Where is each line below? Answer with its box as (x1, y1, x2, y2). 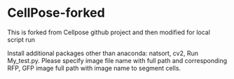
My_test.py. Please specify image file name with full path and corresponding (7, 56, 228, 64)
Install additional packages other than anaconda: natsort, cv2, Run (7, 49, 198, 57)
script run (7, 35, 36, 43)
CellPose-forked (7, 5, 105, 21)
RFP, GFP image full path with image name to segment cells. (7, 64, 181, 72)
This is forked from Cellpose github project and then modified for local (7, 28, 210, 36)
